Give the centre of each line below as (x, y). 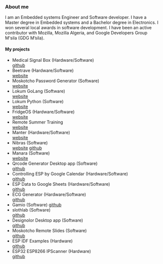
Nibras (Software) (30, 142)
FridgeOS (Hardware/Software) (43, 112)
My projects (18, 49)
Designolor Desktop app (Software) (48, 220)
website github (27, 148)
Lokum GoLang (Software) (39, 91)
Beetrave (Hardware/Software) (43, 70)
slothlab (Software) (31, 210)
